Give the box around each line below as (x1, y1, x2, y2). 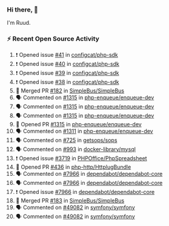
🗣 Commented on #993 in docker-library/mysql (15, 145, 136, 153)
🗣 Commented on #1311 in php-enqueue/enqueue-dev (15, 127, 153, 135)
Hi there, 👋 (7, 5, 39, 14)
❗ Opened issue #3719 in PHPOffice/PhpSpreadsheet (15, 154, 147, 162)
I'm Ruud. (7, 19, 31, 27)
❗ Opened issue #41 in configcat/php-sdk (15, 51, 119, 58)
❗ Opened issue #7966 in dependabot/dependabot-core (15, 188, 155, 195)
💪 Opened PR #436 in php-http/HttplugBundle (15, 163, 131, 170)
